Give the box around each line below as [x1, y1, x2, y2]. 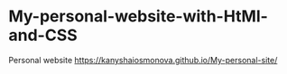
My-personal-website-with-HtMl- [8, 6, 268, 27]
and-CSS [8, 25, 78, 45]
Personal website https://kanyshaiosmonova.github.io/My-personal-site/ [8, 54, 278, 65]
